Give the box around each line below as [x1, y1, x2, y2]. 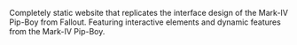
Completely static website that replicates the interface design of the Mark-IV [9, 8, 288, 18]
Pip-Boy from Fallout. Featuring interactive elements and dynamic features [9, 17, 281, 27]
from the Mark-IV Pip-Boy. [9, 26, 106, 36]
